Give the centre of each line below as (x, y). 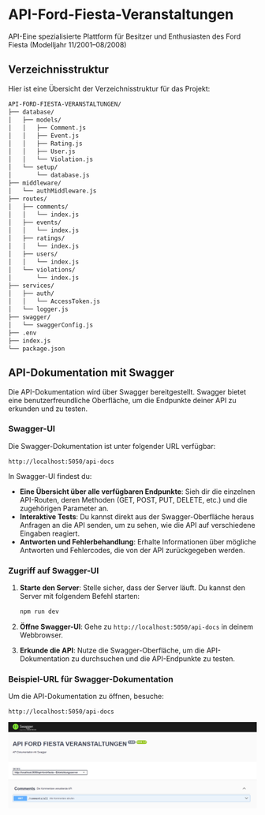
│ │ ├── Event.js (44, 136)
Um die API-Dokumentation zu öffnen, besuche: (86, 697)
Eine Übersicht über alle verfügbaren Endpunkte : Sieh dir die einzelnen (137, 492)
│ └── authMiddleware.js (52, 191)
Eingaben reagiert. (50, 533)
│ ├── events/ (35, 222)
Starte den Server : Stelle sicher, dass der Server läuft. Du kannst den (132, 588)
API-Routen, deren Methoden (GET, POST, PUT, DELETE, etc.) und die (133, 499)
